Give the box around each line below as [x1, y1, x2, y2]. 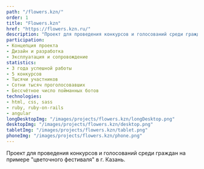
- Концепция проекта [6, 43, 59, 49]
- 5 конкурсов [6, 71, 42, 77]
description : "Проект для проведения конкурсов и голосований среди [6, 31, 183, 38]
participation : [6, 37, 45, 43]
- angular [6, 110, 32, 116]
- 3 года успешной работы [6, 65, 72, 71]
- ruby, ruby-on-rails [6, 104, 64, 111]
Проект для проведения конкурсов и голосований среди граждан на [6, 149, 186, 156]
